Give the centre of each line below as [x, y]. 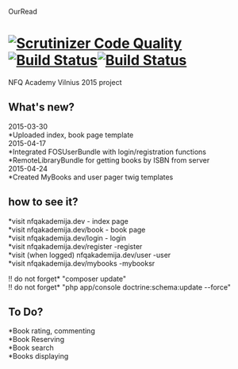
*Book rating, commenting [52, 331]
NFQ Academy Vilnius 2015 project [65, 82]
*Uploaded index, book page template [71, 135]
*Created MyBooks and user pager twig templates [91, 177]
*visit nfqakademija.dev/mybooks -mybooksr [82, 263]
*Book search [31, 348]
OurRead [23, 12]
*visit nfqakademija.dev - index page [68, 221]
